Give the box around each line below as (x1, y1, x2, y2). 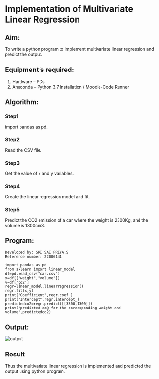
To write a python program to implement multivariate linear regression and (5, 47, 155, 52)
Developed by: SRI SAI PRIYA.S (5, 250, 69, 255)
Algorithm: (5, 98, 39, 106)
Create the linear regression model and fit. (5, 194, 90, 200)
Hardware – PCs (12, 78, 45, 84)
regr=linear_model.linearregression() (5, 284, 84, 289)
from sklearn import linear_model (5, 267, 76, 272)
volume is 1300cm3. (5, 222, 45, 228)
